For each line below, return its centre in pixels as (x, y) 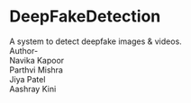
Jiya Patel (27, 79)
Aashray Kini (33, 89)
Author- (24, 50)
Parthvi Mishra (36, 70)
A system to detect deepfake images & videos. (95, 41)
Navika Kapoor (37, 60)
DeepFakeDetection (85, 17)
